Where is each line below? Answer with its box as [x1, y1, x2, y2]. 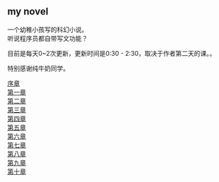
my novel [7, 6, 49, 18]
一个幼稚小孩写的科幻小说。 [7, 25, 88, 34]
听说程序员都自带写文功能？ [7, 34, 88, 42]
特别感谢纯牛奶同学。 [7, 63, 69, 73]
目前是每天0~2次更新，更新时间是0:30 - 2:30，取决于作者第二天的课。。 [7, 49, 216, 57]
